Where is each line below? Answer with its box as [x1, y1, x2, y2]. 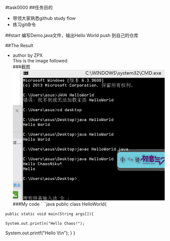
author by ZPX [12, 52, 43, 58]
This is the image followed [12, 58, 67, 63]
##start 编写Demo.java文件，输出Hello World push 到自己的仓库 [5, 32, 139, 38]
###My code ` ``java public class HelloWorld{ [12, 201, 107, 207]
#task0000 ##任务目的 [5, 5, 53, 10]
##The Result [5, 43, 33, 48]
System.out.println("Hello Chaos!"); [5, 221, 85, 226]
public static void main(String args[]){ [5, 212, 94, 217]
